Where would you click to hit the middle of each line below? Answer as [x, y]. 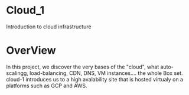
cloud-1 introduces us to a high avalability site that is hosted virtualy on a [94, 79]
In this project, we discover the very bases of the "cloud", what [83, 67]
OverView [31, 50]
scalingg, [17, 73]
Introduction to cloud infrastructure [49, 27]
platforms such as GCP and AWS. [47, 86]
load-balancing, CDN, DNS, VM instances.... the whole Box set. [106, 73]
